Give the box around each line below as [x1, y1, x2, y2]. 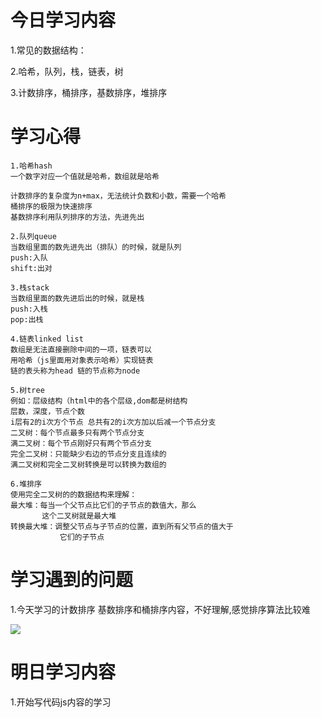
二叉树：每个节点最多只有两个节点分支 [10, 427, 145, 438]
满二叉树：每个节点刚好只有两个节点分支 [10, 438, 152, 448]
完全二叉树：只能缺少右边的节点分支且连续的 [10, 449, 167, 459]
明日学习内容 [10, 661, 117, 683]
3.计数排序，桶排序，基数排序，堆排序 [10, 86, 168, 98]
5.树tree [10, 385, 45, 395]
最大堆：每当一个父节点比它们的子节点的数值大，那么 [10, 500, 197, 510]
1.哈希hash [10, 161, 53, 171]
